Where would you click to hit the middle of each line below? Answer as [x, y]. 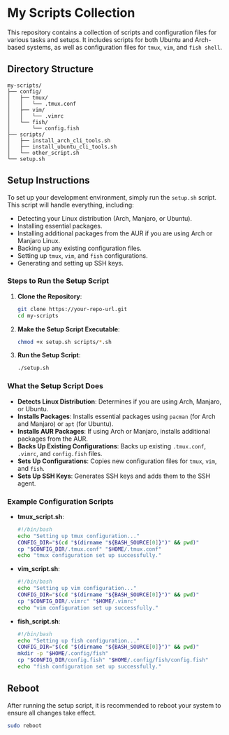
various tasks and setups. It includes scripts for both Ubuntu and [100, 39]
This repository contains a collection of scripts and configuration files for [112, 32]
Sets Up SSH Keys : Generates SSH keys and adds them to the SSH [114, 476]
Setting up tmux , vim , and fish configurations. [82, 255]
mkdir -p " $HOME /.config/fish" [63, 654]
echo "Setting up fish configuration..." [79, 640]
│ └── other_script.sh [43, 153]
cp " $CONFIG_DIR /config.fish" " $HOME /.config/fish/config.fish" [113, 660]
